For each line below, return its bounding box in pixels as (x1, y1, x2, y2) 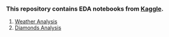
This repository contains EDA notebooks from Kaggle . (6, 5, 164, 13)
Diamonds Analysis (14, 24, 62, 31)
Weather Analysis (14, 18, 58, 25)
